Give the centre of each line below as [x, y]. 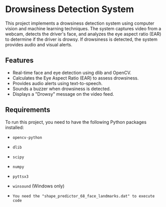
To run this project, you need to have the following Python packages [76, 122]
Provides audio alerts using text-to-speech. [58, 83]
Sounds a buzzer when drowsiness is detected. [62, 89]
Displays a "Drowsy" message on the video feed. [63, 94]
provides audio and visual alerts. [39, 44]
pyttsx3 [20, 177]
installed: [15, 127]
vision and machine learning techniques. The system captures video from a [83, 28]
